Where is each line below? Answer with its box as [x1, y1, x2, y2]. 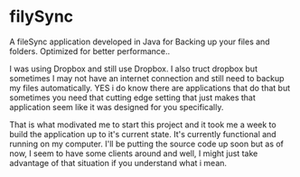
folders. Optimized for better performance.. [9, 45, 171, 56]
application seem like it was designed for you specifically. [9, 101, 224, 112]
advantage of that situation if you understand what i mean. [9, 157, 228, 168]
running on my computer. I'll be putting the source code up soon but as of [9, 138, 285, 149]
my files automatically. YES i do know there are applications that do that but [9, 82, 291, 93]
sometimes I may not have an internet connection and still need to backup [9, 72, 285, 83]
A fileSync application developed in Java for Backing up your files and [9, 36, 270, 47]
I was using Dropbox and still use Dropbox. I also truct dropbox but [9, 63, 258, 74]
